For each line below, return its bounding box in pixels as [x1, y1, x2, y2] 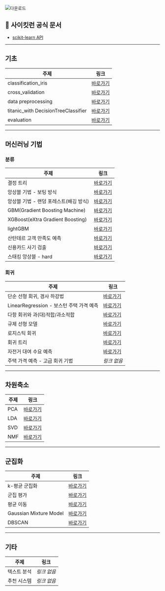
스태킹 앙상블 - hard [7, 253, 53, 260]
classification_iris [7, 79, 48, 86]
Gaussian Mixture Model [7, 510, 64, 517]
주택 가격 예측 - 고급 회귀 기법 [7, 357, 73, 364]
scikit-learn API [12, 34, 44, 40]
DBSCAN [7, 519, 28, 526]
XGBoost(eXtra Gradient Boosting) [7, 216, 87, 223]
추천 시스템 [7, 578, 32, 585]
